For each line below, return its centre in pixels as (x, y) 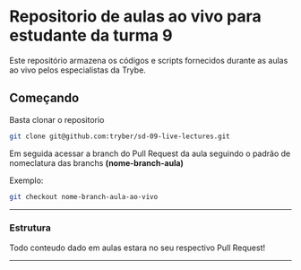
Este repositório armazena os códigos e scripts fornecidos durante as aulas (149, 60)
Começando (44, 98)
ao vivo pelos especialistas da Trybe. (77, 70)
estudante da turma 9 (91, 35)
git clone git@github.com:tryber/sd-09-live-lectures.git (120, 136)
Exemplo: (26, 180)
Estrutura (30, 228)
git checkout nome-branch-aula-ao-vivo (84, 196)
